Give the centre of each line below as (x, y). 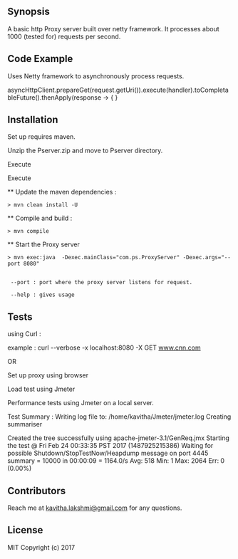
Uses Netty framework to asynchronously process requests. (96, 76)
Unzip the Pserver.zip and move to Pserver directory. (85, 151)
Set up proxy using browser (48, 375)
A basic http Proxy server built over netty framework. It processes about (113, 28)
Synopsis (29, 12)
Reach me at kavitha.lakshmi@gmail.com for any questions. (95, 508)
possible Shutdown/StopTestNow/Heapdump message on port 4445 (108, 453)
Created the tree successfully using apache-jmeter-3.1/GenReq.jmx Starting (119, 438)
